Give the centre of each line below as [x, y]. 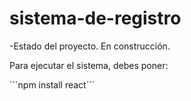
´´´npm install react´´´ [52, 84]
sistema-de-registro [95, 18]
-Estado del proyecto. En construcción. [90, 46]
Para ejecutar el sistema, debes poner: [89, 65]
